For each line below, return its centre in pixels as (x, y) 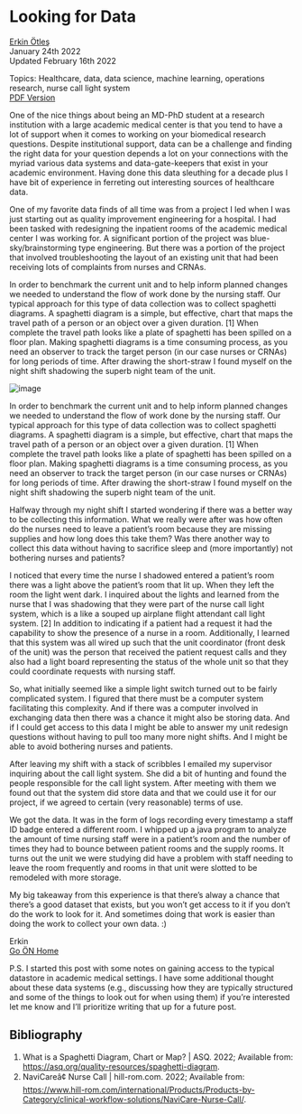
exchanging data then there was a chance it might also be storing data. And (150, 717)
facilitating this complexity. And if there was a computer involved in (134, 707)
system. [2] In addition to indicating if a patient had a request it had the (141, 623)
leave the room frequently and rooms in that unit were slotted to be (133, 867)
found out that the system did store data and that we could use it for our (143, 792)
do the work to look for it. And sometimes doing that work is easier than (142, 913)
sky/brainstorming (43, 248)
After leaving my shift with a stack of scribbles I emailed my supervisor (141, 763)
